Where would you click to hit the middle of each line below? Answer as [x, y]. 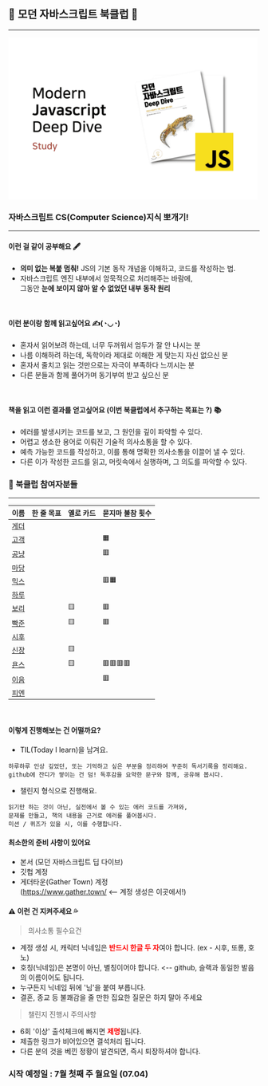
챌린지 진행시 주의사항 [62, 1014]
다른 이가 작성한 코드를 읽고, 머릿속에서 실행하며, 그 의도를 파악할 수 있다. [133, 462]
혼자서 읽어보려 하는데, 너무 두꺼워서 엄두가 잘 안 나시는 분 [110, 344]
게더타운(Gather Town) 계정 [64, 881]
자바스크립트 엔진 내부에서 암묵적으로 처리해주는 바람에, [106, 278]
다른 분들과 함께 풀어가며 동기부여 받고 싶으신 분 [94, 375]
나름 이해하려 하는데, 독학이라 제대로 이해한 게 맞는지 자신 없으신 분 [124, 355]
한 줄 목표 [46, 513]
